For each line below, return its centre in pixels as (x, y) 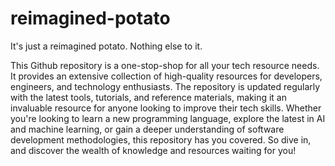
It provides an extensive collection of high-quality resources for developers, (166, 76)
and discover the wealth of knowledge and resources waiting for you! (153, 150)
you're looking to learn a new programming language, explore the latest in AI (168, 118)
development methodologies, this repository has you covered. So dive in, (161, 139)
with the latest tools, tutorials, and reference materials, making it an (148, 97)
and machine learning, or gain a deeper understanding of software (147, 129)
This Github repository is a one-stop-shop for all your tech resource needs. (165, 65)
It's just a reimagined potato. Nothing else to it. (106, 46)
